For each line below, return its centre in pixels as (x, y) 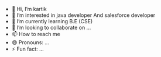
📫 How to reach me (36, 34)
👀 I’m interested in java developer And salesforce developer (83, 15)
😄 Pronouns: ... (30, 42)
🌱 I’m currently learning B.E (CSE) (52, 21)
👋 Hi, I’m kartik (29, 9)
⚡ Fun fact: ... (28, 49)
